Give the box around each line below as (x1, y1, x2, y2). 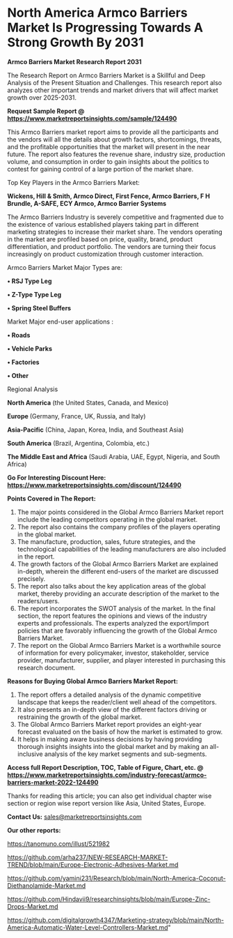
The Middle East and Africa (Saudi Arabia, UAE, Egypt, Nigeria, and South (7, 452, 220, 461)
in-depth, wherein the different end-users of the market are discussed (17, 567, 219, 575)
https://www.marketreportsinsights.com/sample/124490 (7, 114, 177, 123)
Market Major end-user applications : (7, 317, 113, 326)
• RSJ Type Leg (7, 277, 52, 285)
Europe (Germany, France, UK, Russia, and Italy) (7, 411, 146, 420)
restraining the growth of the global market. (17, 713, 143, 721)
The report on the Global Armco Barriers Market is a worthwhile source (17, 641, 221, 649)
